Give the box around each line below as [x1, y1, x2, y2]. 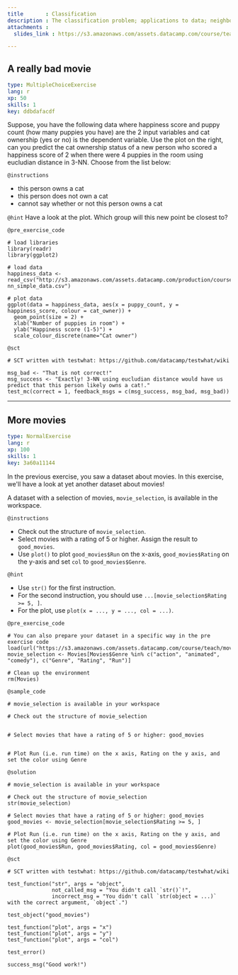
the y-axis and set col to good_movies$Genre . [17, 557, 147, 566]
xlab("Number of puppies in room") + [13, 320, 125, 327]
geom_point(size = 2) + [13, 313, 84, 321]
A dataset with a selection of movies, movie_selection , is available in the [7, 494, 218, 502]
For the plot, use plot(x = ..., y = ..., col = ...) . [17, 606, 174, 614]
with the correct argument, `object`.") [7, 898, 129, 906]
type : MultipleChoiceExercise [7, 82, 97, 89]
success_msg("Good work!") [7, 961, 87, 968]
